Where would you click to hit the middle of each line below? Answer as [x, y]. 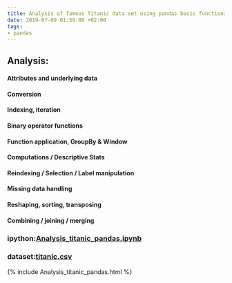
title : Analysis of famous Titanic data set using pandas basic [101, 13]
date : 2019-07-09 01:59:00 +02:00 [57, 20]
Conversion [24, 94]
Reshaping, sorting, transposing [55, 204]
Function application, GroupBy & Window [67, 141]
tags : [15, 26]
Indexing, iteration [34, 110]
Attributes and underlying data [52, 78]
